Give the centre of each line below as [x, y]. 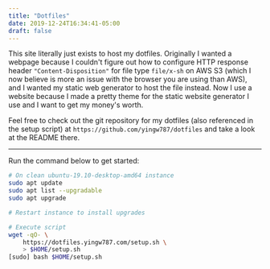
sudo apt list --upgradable [55, 191]
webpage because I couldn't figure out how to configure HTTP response [129, 62]
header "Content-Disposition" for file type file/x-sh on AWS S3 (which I [130, 71]
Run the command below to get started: [74, 161]
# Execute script [37, 227]
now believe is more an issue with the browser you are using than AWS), [128, 79]
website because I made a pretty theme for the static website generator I [129, 97]
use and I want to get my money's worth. [76, 105]
